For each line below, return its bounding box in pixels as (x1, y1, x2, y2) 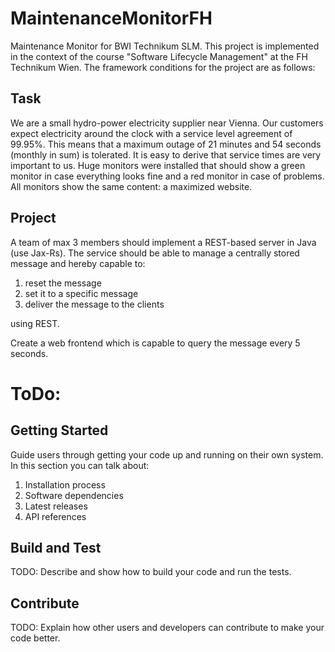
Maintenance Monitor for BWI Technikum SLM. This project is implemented (10, 40, 320, 52)
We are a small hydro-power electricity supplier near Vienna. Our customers (10, 117, 324, 129)
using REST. (10, 317, 60, 329)
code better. (10, 632, 61, 644)
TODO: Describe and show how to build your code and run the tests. (10, 566, 292, 578)
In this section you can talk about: (10, 459, 150, 471)
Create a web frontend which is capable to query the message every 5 (10, 337, 301, 349)
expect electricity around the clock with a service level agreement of (10, 127, 293, 139)
